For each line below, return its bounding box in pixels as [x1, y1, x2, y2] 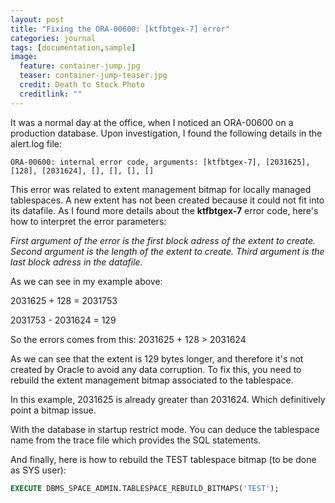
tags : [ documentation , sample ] [10, 42, 137, 53]
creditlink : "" [19, 89, 83, 99]
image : [10, 52, 38, 62]
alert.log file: [10, 137, 62, 150]
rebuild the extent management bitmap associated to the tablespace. [10, 374, 294, 386]
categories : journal [10, 33, 97, 43]
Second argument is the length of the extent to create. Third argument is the [10, 245, 325, 257]
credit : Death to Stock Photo [19, 80, 145, 90]
